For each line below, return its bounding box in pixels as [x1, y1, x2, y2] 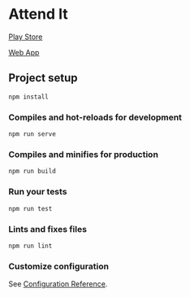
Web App [8, 47, 40, 57]
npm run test [8, 204, 53, 212]
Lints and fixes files [8, 223, 88, 234]
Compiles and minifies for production [8, 148, 158, 159]
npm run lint [8, 242, 53, 250]
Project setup [8, 71, 79, 85]
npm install [8, 93, 49, 101]
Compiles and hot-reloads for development [8, 111, 183, 123]
